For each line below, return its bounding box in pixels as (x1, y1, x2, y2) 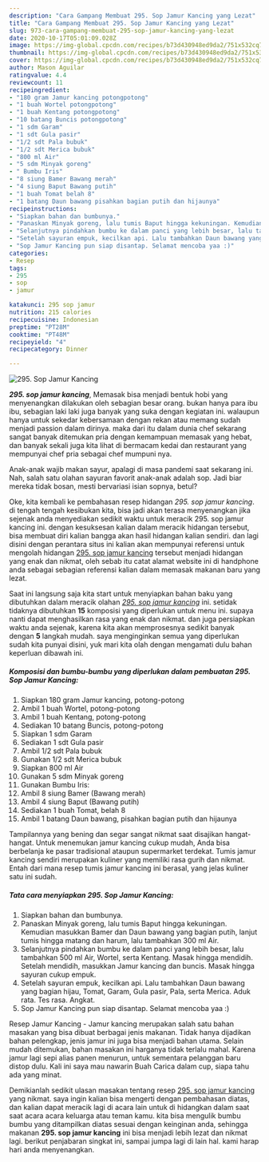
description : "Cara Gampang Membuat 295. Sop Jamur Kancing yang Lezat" (9, 11, 256, 20)
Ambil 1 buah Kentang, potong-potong (20, 712, 146, 722)
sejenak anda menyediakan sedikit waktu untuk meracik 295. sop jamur (9, 514, 244, 524)
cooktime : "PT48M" (9, 331, 70, 339)
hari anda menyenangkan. (9, 1145, 95, 1155)
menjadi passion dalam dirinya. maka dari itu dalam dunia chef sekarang (9, 424, 247, 434)
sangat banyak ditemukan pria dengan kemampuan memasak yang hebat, (9, 432, 252, 442)
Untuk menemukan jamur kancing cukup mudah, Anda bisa (35, 838, 231, 847)
